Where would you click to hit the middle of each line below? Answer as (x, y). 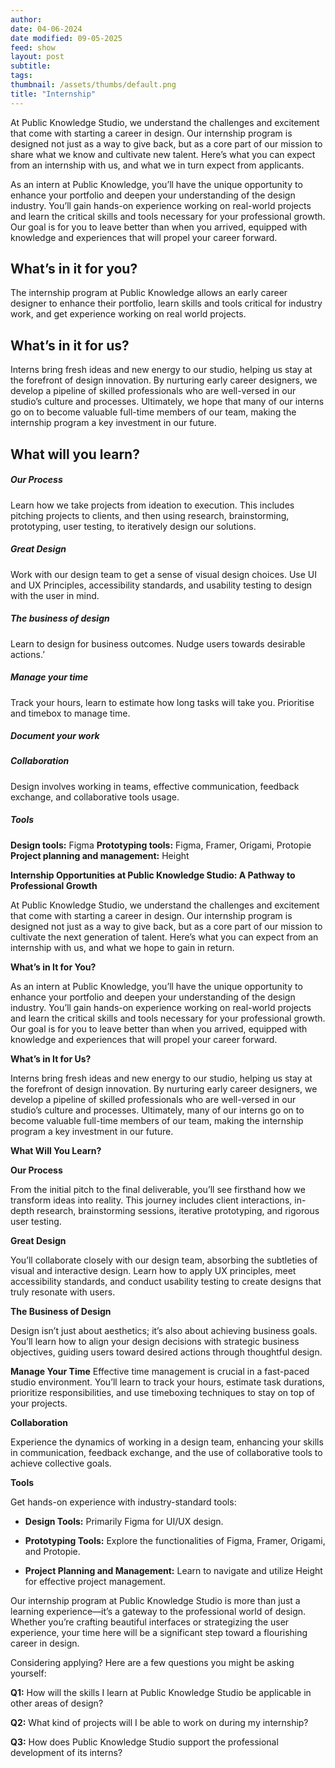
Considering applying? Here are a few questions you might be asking (152, 1662)
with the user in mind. (55, 595)
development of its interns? (66, 1752)
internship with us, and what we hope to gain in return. (122, 947)
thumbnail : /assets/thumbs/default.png (93, 85)
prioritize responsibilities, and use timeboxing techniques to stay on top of (162, 1392)
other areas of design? (57, 1703)
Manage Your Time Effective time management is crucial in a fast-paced (160, 1371)
